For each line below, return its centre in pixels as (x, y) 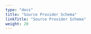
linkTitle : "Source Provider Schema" (46, 19)
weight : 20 (17, 24)
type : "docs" (19, 10)
